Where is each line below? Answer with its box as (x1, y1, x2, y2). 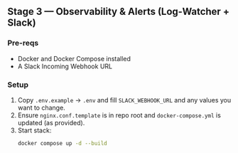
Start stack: (17, 126, 52, 134)
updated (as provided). (17, 118, 85, 127)
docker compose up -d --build (17, 139, 108, 147)
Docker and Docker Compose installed (17, 54, 131, 63)
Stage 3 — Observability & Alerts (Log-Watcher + (7, 6, 229, 18)
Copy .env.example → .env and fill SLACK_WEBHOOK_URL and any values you (17, 95, 232, 104)
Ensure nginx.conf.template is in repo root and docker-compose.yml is (17, 110, 222, 120)
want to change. (17, 103, 65, 112)
